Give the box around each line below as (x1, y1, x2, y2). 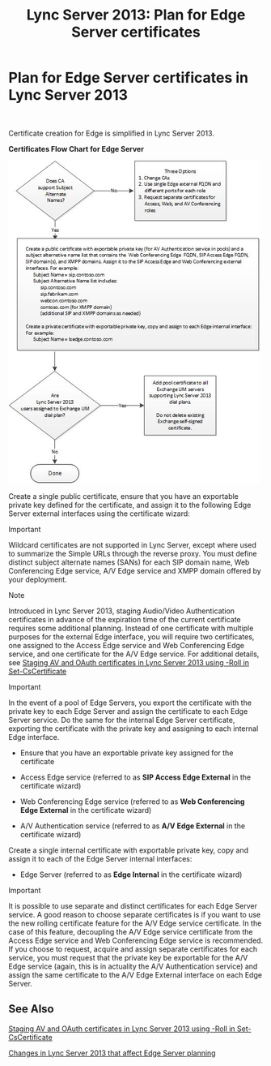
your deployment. (8, 574, 67, 584)
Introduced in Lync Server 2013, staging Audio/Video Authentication (8, 606, 235, 616)
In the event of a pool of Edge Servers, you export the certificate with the (8, 698, 252, 707)
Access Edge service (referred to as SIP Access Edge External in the (19, 772, 252, 782)
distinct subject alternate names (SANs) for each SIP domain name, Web (8, 557, 250, 567)
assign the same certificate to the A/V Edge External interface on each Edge (8, 969, 263, 979)
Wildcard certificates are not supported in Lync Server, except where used (8, 539, 257, 549)
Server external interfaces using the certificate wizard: (8, 509, 190, 518)
